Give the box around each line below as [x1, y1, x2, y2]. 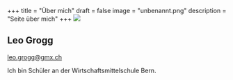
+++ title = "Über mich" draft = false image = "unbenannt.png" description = [7, 7, 227, 14]
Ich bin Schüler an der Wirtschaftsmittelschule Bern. [7, 66, 156, 74]
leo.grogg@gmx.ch [7, 52, 63, 61]
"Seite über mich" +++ [7, 14, 72, 23]
